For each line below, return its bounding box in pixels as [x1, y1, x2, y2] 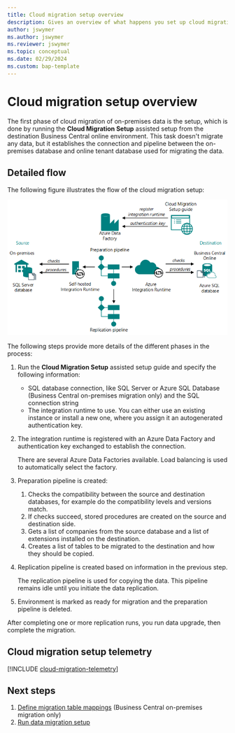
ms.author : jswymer [7, 34, 64, 41]
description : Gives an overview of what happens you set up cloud [7, 18, 205, 26]
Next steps [7, 685, 56, 697]
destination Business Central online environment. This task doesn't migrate [7, 131, 224, 140]
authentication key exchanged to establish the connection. [17, 442, 187, 450]
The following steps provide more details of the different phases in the [7, 342, 210, 350]
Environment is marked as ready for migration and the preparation [17, 597, 208, 606]
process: [7, 349, 33, 358]
